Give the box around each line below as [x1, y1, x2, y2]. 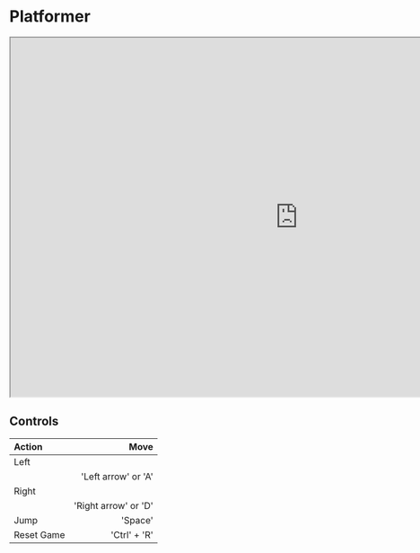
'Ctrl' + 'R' [110, 528, 154, 540]
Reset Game [13, 528, 66, 540]
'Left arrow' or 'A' [80, 470, 154, 482]
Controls [9, 414, 59, 429]
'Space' [120, 513, 154, 526]
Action [13, 440, 43, 452]
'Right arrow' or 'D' [73, 499, 154, 512]
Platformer [9, 6, 92, 27]
